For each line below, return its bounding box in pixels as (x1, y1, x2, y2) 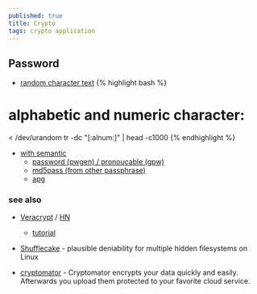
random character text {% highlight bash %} (19, 78, 168, 88)
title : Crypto (8, 19, 56, 27)
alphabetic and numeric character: (8, 106, 246, 125)
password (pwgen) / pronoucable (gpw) (31, 157, 165, 167)
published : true (8, 11, 63, 20)
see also (8, 194, 42, 205)
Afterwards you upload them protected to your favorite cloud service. (19, 276, 251, 286)
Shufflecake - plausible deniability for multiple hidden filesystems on (19, 243, 248, 254)
